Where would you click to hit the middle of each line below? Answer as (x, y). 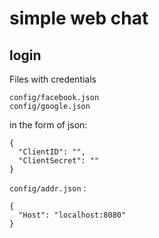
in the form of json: (48, 125)
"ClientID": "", (52, 152)
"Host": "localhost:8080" (72, 215)
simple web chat (79, 18)
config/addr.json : (48, 188)
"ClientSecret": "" (59, 161)
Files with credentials (53, 79)
